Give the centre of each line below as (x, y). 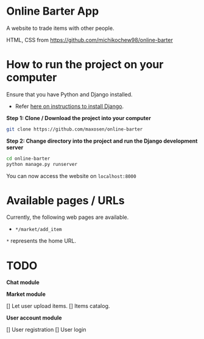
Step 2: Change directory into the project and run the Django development (102, 141)
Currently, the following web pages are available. (68, 217)
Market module (26, 294)
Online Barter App (53, 11)
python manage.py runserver (42, 164)
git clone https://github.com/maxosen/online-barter (75, 129)
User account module (34, 318)
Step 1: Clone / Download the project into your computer (79, 118)
